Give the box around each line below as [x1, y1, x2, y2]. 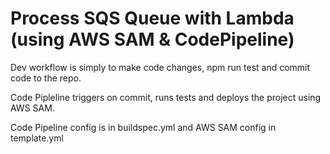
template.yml [10, 132, 64, 144]
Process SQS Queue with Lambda [10, 7, 295, 30]
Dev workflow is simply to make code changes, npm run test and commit [10, 61, 311, 73]
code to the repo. [10, 72, 82, 84]
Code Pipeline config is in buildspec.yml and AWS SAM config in [10, 121, 277, 133]
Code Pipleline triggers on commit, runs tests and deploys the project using [10, 91, 322, 103]
